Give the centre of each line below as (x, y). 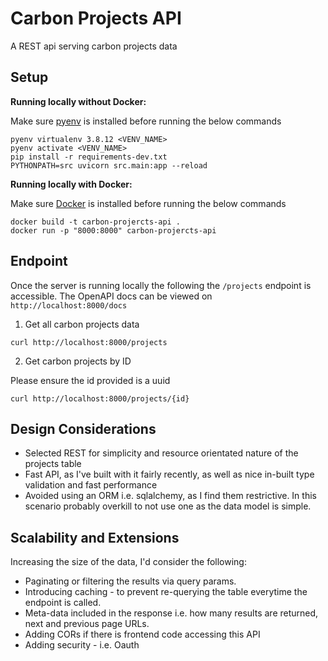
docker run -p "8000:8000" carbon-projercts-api (113, 230)
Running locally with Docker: (71, 184)
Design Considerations (83, 428)
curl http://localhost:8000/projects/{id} (100, 398)
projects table (53, 464)
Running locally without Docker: (78, 101)
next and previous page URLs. (87, 624)
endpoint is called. (63, 603)
